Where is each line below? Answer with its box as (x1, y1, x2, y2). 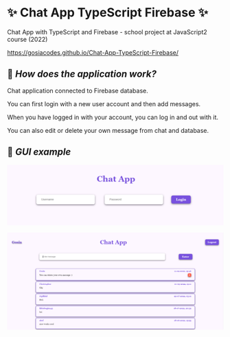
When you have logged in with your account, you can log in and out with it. (7, 113, 218, 121)
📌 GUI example (7, 146, 71, 158)
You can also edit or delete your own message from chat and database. (7, 126, 209, 134)
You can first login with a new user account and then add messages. (7, 99, 201, 108)
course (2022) (7, 35, 48, 43)
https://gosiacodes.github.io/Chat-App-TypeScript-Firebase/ (7, 48, 179, 56)
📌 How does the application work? (7, 68, 157, 80)
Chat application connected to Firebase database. (7, 86, 149, 95)
